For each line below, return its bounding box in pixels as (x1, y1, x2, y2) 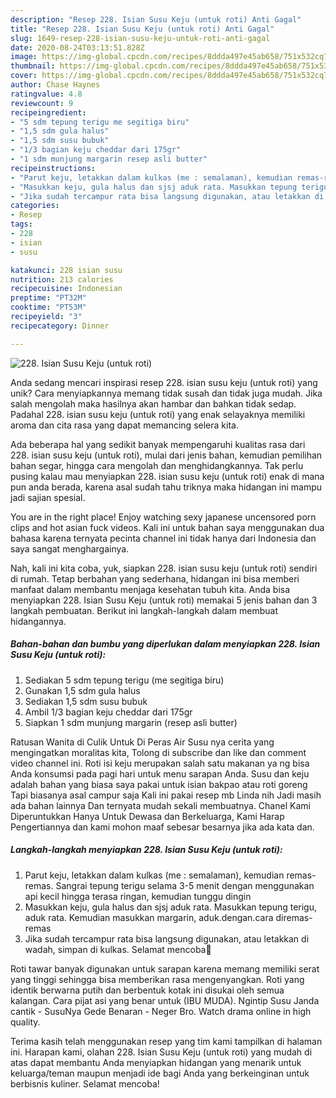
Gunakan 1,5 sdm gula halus (24, 684, 141, 696)
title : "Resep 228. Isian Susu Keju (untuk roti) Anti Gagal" (10, 24, 275, 34)
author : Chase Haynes (10, 80, 101, 90)
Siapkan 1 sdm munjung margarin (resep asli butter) (24, 716, 238, 728)
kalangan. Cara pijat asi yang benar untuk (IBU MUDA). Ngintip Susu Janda (10, 994, 320, 1006)
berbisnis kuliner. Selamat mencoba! (10, 1077, 160, 1090)
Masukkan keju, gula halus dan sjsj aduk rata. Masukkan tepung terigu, (24, 901, 318, 913)
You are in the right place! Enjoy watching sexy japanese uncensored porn (10, 511, 317, 523)
